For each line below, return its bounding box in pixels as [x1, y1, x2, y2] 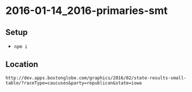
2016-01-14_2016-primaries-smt [5, 4, 168, 17]
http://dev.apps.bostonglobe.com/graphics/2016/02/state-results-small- [5, 75, 187, 81]
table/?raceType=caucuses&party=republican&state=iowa [5, 80, 142, 86]
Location [5, 59, 39, 69]
